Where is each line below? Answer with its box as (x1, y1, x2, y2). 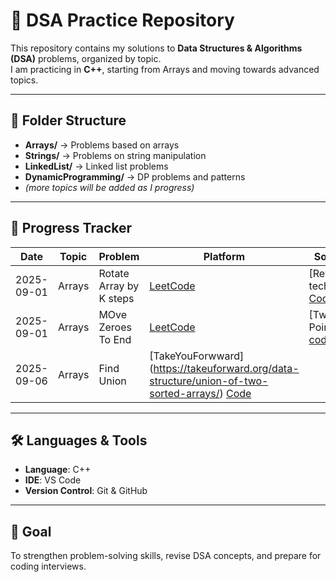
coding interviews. (10, 560, 87, 573)
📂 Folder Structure (10, 112, 127, 129)
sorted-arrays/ (149, 386, 220, 400)
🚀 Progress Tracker (10, 220, 133, 237)
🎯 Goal (10, 523, 52, 540)
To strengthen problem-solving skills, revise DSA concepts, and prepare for (10, 550, 322, 562)
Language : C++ (24, 464, 92, 476)
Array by (98, 279, 140, 293)
